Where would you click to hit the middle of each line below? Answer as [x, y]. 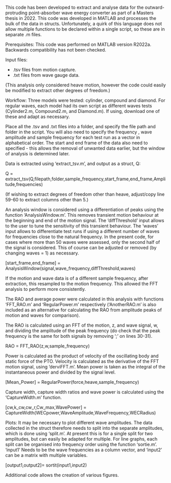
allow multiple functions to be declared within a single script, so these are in [85, 29]
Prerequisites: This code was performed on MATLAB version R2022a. [78, 44]
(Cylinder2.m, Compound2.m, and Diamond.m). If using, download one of [82, 111]
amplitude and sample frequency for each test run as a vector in [73, 137]
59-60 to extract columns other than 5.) [47, 200]
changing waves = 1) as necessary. [42, 253]
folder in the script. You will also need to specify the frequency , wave [79, 132]
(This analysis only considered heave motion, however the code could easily [86, 85]
